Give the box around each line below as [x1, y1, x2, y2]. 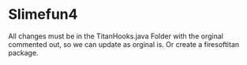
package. [8, 48, 39, 57]
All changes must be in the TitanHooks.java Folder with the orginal [8, 31, 223, 41]
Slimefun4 [8, 5, 78, 23]
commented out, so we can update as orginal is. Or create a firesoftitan [8, 39, 240, 49]
